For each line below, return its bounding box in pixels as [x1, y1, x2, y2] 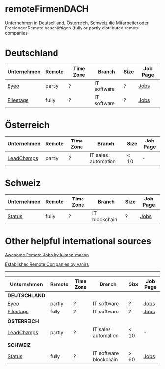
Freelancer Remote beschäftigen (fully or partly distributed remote [5, 25, 139, 30]
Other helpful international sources [5, 235, 151, 247]
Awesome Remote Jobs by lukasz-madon [5, 252, 89, 257]
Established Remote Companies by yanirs [5, 261, 89, 267]
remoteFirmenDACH [5, 3, 89, 15]
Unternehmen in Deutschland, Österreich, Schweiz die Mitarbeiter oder [5, 20, 149, 26]
